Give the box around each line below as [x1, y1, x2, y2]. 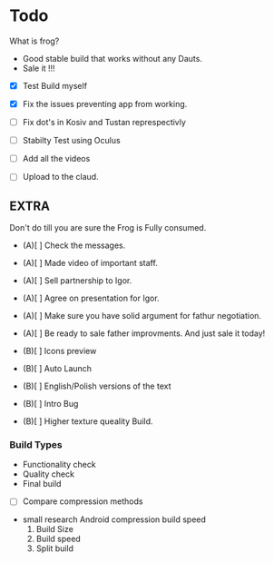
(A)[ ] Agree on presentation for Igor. [22, 292, 161, 304]
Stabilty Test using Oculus [22, 135, 121, 146]
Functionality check [22, 459, 97, 470]
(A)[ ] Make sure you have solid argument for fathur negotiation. [22, 311, 261, 321]
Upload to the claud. [22, 172, 99, 183]
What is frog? [9, 35, 60, 46]
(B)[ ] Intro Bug [22, 399, 79, 410]
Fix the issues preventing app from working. [22, 99, 188, 109]
